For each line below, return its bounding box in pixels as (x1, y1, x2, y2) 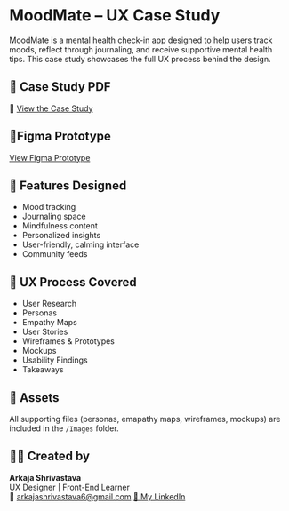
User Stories (21, 326, 68, 338)
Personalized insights (21, 230, 101, 241)
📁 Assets (9, 390, 60, 405)
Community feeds (21, 249, 88, 259)
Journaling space (21, 211, 86, 222)
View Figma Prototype (9, 152, 91, 163)
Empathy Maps (21, 317, 77, 328)
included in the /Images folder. (9, 423, 119, 434)
